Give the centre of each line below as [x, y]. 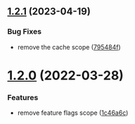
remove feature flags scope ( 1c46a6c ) [73, 113]
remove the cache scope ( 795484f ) [69, 47]
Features [23, 97]
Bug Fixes [25, 32]
